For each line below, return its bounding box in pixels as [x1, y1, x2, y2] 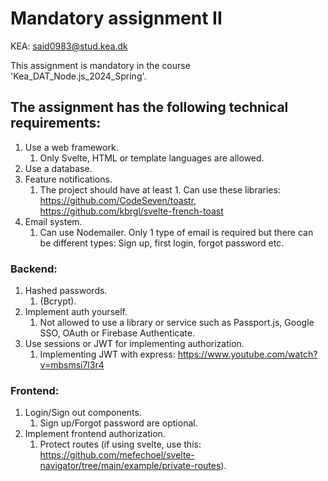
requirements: [10, 115, 102, 132]
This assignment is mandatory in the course [10, 59, 191, 71]
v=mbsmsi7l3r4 [39, 359, 105, 371]
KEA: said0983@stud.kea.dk [10, 40, 128, 52]
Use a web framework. [24, 141, 119, 153]
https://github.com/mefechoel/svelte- [39, 449, 195, 461]
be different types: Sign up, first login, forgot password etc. [39, 237, 285, 249]
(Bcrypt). [39, 295, 77, 307]
